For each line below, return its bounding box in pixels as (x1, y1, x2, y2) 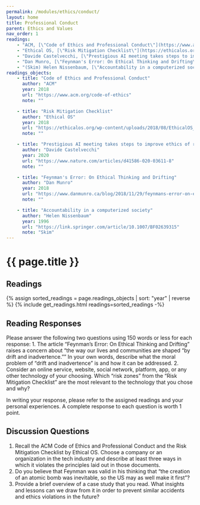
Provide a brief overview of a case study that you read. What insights (14, 480, 185, 487)
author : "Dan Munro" (21, 180, 73, 186)
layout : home (6, 14, 39, 20)
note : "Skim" (21, 229, 55, 236)
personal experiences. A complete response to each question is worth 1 (6, 402, 182, 409)
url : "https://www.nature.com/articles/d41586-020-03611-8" (21, 158, 174, 164)
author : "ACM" (21, 81, 58, 87)
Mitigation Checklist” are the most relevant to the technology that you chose (6, 378, 193, 386)
